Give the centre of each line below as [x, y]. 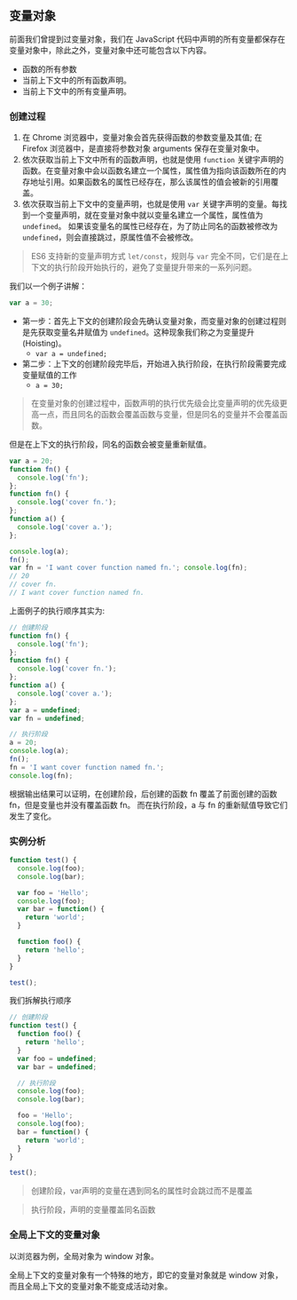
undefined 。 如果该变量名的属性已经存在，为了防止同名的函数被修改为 [150, 226]
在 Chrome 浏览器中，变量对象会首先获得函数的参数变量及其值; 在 [142, 138]
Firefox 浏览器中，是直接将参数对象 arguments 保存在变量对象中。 [143, 148]
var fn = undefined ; [47, 718]
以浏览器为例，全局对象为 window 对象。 [84, 1256]
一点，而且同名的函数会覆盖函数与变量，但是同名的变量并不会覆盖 [159, 414]
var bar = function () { [61, 909]
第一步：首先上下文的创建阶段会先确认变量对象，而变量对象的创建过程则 [154, 321]
